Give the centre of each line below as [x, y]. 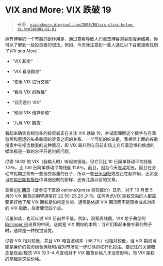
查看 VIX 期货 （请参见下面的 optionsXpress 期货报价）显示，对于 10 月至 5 [79, 190]
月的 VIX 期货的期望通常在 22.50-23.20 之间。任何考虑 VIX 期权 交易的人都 [78, 196]
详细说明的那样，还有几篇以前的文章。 [81, 179]
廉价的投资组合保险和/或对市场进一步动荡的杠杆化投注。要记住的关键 [82, 247]
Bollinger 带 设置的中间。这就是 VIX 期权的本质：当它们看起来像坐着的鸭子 [79, 224]
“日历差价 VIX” [27, 102]
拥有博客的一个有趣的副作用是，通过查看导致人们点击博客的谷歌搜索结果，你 [81, 39]
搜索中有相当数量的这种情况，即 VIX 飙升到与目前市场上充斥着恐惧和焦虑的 [80, 145]
